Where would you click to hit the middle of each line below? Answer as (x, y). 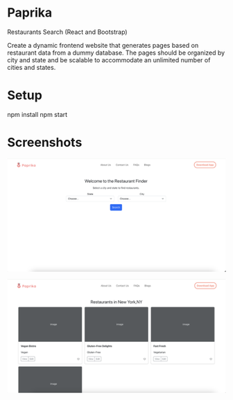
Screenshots (45, 143)
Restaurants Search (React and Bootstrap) (67, 32)
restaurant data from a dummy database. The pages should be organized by (116, 53)
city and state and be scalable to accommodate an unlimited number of (109, 60)
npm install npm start (37, 114)
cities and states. (32, 67)
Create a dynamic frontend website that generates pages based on (103, 45)
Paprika (30, 13)
